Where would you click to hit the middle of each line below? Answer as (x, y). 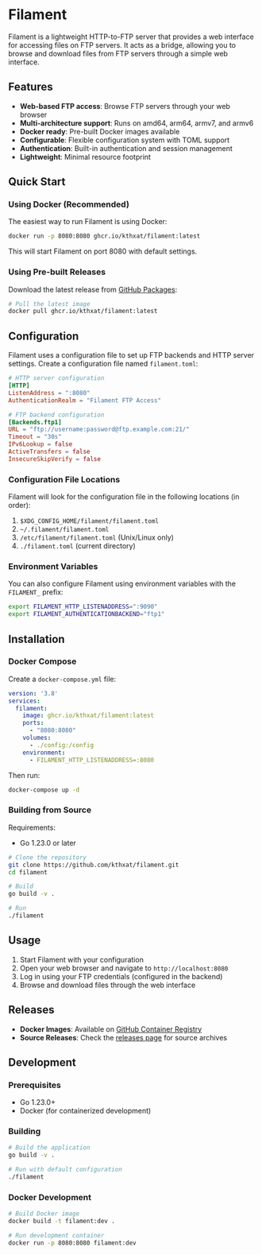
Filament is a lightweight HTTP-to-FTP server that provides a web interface (131, 37)
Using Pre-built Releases (57, 272)
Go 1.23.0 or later (48, 842)
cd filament (28, 872)
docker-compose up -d (44, 790)
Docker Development (50, 1197)
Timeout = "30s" (35, 437)
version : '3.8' (33, 693)
